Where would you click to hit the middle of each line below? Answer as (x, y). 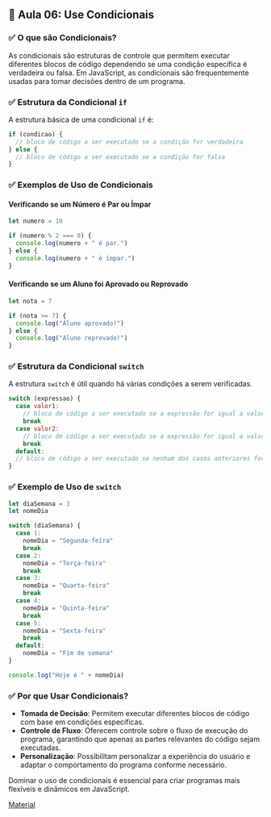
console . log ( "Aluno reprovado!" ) (72, 338)
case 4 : (29, 601)
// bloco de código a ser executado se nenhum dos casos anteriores (133, 459)
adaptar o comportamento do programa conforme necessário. (123, 765)
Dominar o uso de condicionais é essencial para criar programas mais (124, 781)
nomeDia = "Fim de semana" (68, 653)
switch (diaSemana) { (45, 526)
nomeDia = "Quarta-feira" (67, 586)
